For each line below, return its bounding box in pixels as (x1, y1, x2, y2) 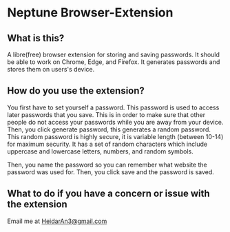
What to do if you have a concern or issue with (7, 188, 210, 200)
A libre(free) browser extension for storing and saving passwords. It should (7, 50, 220, 59)
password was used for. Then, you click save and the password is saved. (7, 167, 215, 176)
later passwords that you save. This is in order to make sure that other (7, 110, 205, 118)
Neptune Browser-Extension (7, 5, 174, 21)
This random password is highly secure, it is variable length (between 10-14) (7, 132, 224, 140)
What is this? (7, 32, 65, 44)
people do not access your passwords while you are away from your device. (7, 118, 224, 126)
